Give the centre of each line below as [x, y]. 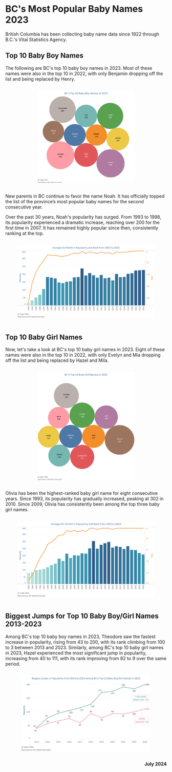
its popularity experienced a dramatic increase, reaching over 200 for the [83, 222]
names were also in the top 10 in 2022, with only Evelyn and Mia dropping [83, 355]
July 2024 [156, 764]
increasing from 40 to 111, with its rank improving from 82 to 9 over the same [86, 658]
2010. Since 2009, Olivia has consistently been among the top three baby [82, 504]
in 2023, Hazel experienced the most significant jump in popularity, [76, 653]
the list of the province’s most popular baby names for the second [75, 201]
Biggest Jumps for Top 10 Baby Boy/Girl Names [82, 616]
